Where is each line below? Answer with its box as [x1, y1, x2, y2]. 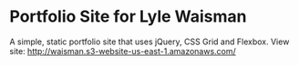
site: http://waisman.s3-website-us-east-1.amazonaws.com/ [9, 45, 237, 56]
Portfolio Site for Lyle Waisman [9, 6, 247, 27]
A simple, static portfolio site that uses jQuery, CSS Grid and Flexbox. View [9, 36, 290, 47]
